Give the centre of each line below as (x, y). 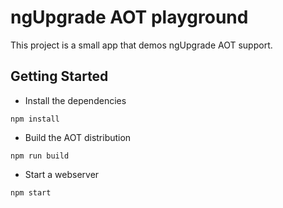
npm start (31, 192)
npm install (35, 119)
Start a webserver (62, 174)
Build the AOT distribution (78, 137)
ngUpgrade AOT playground (129, 17)
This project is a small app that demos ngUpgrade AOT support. (141, 45)
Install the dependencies (75, 100)
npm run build (40, 156)
